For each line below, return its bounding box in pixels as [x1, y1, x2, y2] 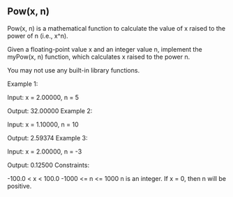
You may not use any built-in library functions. [7, 66, 140, 74]
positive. [7, 182, 32, 190]
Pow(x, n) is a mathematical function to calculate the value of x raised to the [7, 24, 225, 32]
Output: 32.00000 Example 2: [7, 106, 93, 115]
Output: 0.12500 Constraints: [7, 161, 89, 169]
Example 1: [7, 80, 38, 88]
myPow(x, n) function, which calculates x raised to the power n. [7, 52, 190, 61]
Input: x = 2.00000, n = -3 [7, 147, 82, 156]
